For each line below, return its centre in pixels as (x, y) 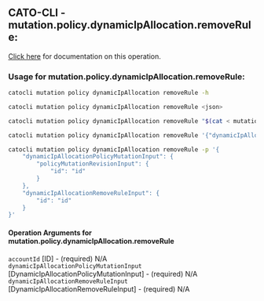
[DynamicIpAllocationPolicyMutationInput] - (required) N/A (103, 274)
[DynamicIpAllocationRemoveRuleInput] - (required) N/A (99, 288)
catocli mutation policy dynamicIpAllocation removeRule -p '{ (114, 149)
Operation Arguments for (50, 232)
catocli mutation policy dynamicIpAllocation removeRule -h (109, 93)
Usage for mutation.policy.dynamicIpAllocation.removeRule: (126, 76)
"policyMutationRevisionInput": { (93, 164)
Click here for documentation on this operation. (84, 56)
